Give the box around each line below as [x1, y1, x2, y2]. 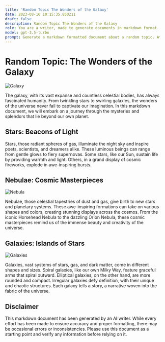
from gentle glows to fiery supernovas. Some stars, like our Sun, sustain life [5, 151, 158, 157]
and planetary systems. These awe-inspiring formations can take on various [5, 204, 159, 210]
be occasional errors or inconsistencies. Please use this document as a [5, 326, 149, 332]
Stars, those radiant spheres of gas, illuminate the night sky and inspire [5, 141, 149, 147]
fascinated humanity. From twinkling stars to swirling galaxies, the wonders [5, 97, 157, 104]
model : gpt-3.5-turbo [5, 30, 50, 35]
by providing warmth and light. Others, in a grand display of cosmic [5, 156, 141, 162]
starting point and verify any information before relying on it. [5, 331, 127, 337]
